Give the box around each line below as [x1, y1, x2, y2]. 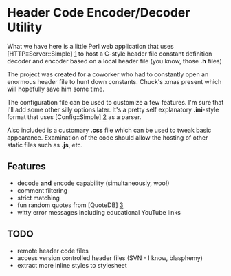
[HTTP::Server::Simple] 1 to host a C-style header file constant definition [7, 50, 212, 58]
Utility [7, 19, 43, 35]
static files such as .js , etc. [7, 140, 83, 149]
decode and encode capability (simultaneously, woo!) [16, 179, 170, 187]
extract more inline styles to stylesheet [16, 261, 127, 269]
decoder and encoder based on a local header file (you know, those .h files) [7, 56, 222, 65]
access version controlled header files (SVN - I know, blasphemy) [16, 253, 203, 262]
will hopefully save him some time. [7, 85, 105, 93]
